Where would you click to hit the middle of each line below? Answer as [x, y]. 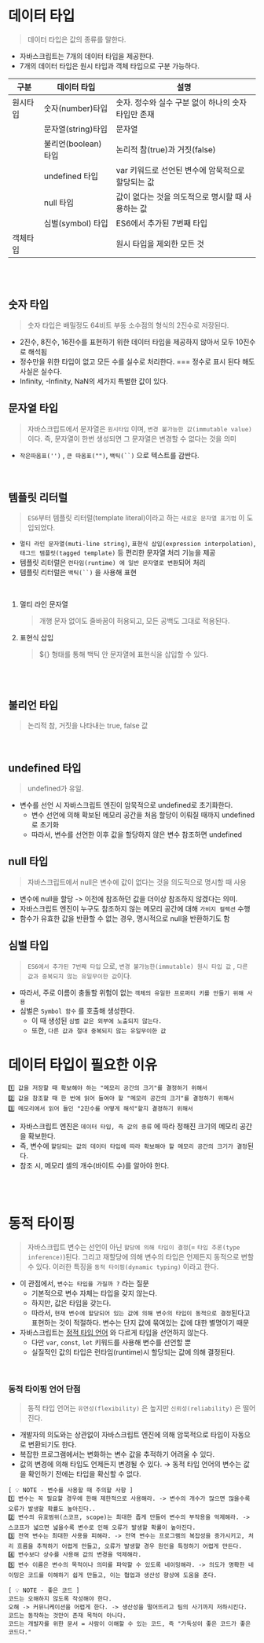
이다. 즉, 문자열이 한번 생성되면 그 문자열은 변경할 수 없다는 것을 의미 [132, 438]
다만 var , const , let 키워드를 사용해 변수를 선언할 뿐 [111, 1342]
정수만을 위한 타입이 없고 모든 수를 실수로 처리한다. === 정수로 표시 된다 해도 [137, 361]
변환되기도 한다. [52, 1444]
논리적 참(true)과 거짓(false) [166, 149]
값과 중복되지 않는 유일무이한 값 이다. [79, 976]
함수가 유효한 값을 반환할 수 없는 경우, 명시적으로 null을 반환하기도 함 [125, 918]
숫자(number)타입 [76, 108]
